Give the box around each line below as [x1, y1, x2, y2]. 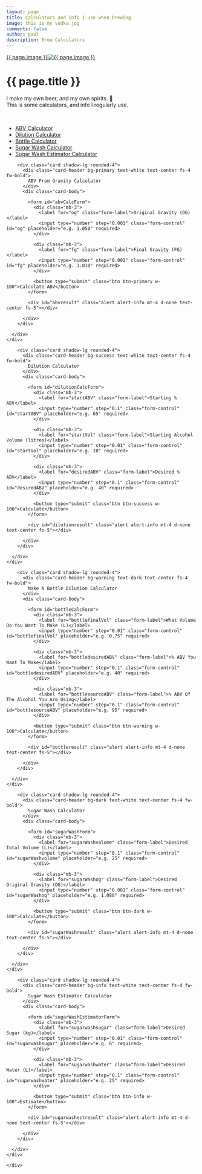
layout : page [6, 8, 39, 15]
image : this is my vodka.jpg [6, 20, 80, 26]
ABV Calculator [15, 125, 53, 132]
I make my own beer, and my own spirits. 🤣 [6, 94, 113, 102]
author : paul [6, 31, 39, 38]
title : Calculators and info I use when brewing [6, 15, 131, 21]
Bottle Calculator [15, 137, 57, 145]
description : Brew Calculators [6, 37, 85, 43]
